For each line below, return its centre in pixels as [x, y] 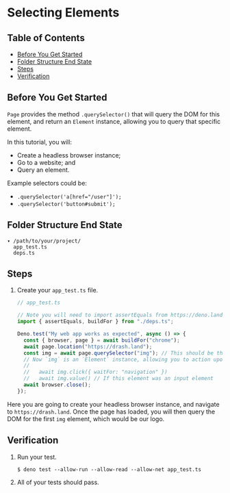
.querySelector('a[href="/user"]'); [69, 197]
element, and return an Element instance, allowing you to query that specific [114, 121]
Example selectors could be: [47, 183]
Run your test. [37, 457]
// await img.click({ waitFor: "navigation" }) [95, 372]
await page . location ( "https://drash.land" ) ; [88, 346]
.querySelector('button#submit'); [66, 204]
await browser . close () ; [57, 385]
